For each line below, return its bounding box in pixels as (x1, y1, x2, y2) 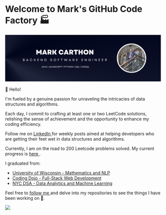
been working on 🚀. (5, 195, 45, 201)
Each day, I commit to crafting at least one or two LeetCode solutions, (5, 111, 147, 117)
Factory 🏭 (5, 15, 50, 26)
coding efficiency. (5, 121, 42, 127)
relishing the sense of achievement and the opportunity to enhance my (5, 116, 149, 122)
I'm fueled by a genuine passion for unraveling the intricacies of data (5, 96, 145, 102)
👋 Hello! (5, 86, 21, 92)
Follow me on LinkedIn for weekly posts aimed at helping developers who (5, 131, 155, 137)
